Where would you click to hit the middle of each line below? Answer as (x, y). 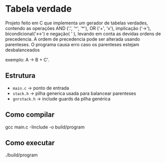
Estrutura (20, 76)
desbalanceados (23, 50)
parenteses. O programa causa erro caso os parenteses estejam (72, 44)
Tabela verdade (38, 9)
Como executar (30, 143)
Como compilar (30, 115)
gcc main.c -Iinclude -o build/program (45, 127)
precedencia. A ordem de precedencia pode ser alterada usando (73, 39)
